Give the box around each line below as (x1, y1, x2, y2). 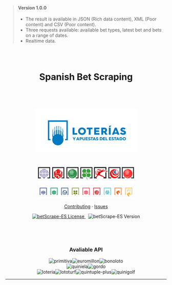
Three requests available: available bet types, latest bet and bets (25, 27, 162, 33)
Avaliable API (69, 246, 103, 253)
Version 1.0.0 (17, 5, 47, 11)
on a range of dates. (25, 32, 69, 39)
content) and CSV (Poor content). (25, 22, 96, 28)
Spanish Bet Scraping (39, 71, 133, 83)
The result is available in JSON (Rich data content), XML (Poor (25, 16, 157, 22)
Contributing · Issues (63, 203, 109, 210)
